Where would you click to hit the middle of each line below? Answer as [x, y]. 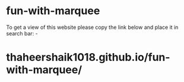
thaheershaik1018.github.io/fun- [88, 58]
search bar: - [22, 33]
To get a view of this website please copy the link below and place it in [92, 27]
